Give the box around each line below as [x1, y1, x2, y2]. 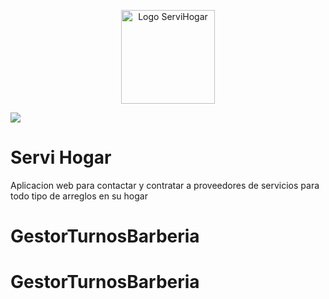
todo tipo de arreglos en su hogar [10, 190, 148, 202]
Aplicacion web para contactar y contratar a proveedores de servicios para [10, 179, 320, 191]
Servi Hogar [10, 146, 112, 169]
